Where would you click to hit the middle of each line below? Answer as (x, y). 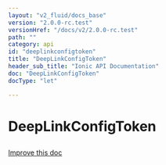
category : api (31, 45)
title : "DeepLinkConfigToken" (58, 59)
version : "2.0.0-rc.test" (50, 23)
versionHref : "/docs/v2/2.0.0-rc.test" (73, 30)
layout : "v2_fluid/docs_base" (58, 15)
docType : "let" (33, 81)
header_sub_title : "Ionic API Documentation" (83, 66)
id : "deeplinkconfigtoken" (52, 52)
